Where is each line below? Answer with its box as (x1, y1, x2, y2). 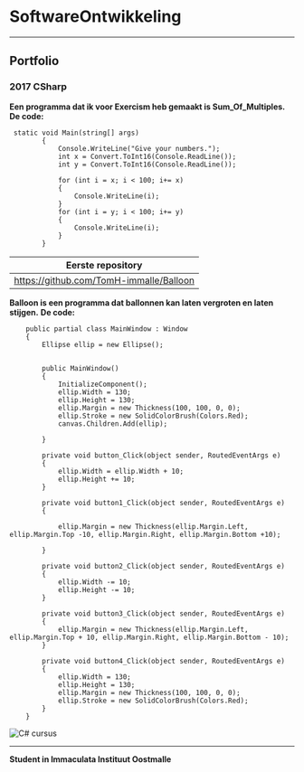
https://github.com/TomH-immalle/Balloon (14, 274, 195, 287)
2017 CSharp (9, 80, 68, 93)
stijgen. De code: (9, 306, 75, 317)
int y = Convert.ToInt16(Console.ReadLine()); (57, 160, 237, 169)
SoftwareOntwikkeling (9, 6, 182, 27)
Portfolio (9, 53, 60, 69)
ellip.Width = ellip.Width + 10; (57, 466, 184, 475)
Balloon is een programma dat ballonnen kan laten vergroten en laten (9, 297, 274, 308)
